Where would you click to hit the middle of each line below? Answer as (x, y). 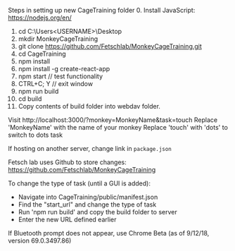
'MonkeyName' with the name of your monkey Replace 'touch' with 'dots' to (118, 127)
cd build (30, 99)
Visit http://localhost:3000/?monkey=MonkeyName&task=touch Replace (113, 120)
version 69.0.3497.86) (40, 240)
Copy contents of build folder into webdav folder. (89, 106)
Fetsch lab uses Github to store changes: (68, 162)
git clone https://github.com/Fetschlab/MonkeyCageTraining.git (110, 46)
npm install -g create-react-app (64, 69)
